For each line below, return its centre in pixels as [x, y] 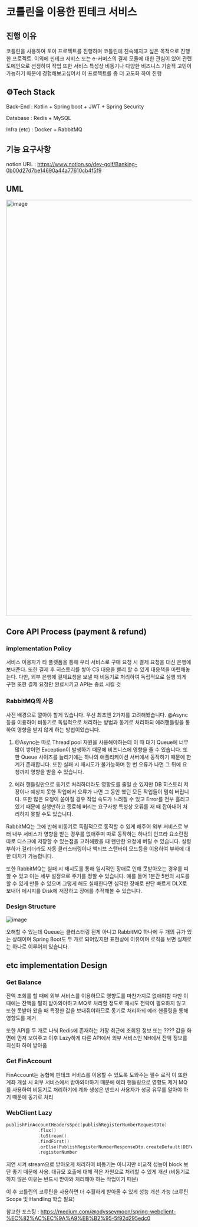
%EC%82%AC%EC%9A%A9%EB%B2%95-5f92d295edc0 [78, 1218]
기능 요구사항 [29, 149]
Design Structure [31, 907]
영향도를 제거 [21, 1018]
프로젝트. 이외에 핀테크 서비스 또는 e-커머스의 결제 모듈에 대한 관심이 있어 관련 [102, 59]
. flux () [47, 1130]
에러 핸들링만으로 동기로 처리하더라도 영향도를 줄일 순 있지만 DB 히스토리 [98, 785]
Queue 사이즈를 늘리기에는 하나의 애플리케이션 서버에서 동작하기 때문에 [103, 757]
